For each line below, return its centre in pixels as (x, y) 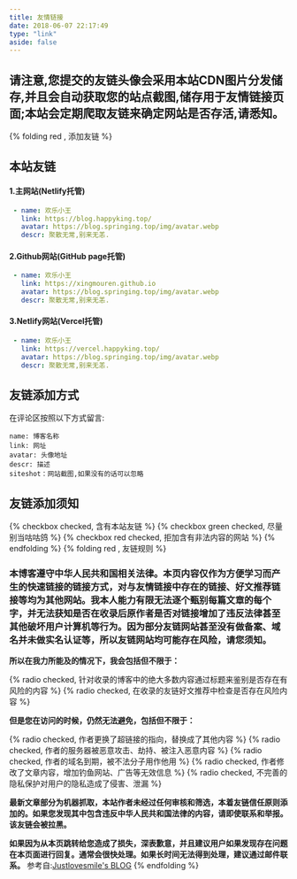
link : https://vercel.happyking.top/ (91, 349)
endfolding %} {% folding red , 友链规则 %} (88, 549)
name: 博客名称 (34, 436)
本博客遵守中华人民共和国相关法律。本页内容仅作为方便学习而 (141, 574)
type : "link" (33, 34)
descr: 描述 (30, 465)
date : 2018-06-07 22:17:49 (59, 26)
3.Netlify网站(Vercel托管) (56, 321)
